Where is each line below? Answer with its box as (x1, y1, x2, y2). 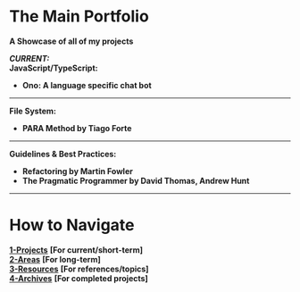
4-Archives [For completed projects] (9, 272, 149, 283)
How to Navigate (9, 215, 136, 236)
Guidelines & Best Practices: (9, 148, 117, 159)
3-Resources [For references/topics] (9, 263, 149, 274)
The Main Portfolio (9, 6, 149, 27)
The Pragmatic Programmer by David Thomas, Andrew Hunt (21, 175, 250, 186)
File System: (9, 105, 56, 116)
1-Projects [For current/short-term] (9, 244, 143, 255)
